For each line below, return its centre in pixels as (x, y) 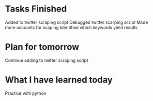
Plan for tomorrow (42, 47)
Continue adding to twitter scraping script (47, 60)
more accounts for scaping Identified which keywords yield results (71, 27)
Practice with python (26, 93)
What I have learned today (59, 80)
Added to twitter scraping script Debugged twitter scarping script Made (76, 22)
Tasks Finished (36, 9)
